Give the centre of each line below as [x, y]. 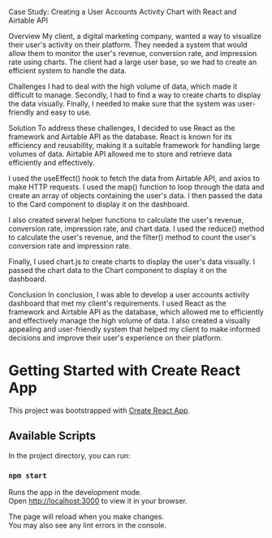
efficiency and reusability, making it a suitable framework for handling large [134, 145]
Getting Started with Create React [125, 371]
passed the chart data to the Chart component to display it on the [118, 270]
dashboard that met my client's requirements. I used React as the [117, 303]
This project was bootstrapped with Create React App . [99, 410]
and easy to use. [64, 112]
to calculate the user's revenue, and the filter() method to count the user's [132, 237]
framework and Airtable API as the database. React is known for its [121, 137]
